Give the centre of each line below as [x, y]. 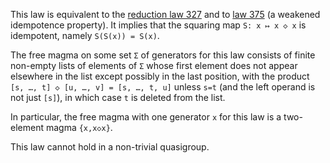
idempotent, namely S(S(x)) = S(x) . [85, 35]
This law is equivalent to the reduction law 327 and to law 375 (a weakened [165, 14]
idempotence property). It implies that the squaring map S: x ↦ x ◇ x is [158, 25]
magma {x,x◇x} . [79, 127]
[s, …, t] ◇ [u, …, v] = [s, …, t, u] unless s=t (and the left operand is [163, 87]
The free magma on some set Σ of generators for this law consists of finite [163, 55]
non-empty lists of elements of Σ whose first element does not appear [154, 65]
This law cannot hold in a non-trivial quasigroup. [110, 147]
